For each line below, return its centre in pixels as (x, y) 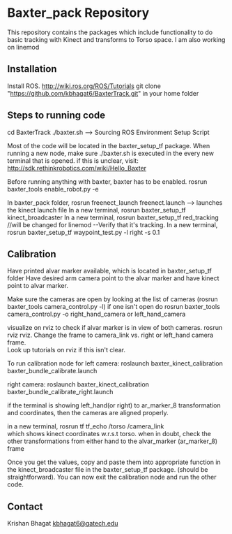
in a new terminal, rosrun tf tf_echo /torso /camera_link (86, 426)
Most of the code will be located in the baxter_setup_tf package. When (109, 145)
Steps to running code (56, 116)
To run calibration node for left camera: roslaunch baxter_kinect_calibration (115, 363)
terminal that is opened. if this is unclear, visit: (73, 160)
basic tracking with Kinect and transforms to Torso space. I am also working (116, 39)
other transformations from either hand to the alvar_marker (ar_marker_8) (113, 441)
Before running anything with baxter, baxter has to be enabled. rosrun (107, 181)
